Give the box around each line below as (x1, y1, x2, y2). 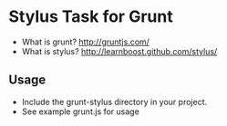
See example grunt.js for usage (21, 106, 140, 117)
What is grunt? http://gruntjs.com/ (21, 36, 150, 47)
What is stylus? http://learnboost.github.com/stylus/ (21, 45, 218, 56)
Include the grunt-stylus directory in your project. (21, 96, 207, 107)
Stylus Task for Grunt (8, 6, 174, 27)
